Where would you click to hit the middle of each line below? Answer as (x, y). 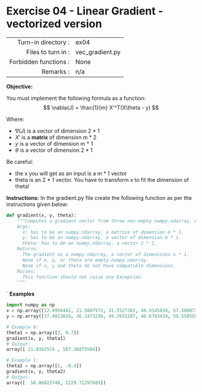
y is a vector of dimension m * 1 (54, 143)
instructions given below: (37, 204)
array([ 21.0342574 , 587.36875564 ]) (54, 350)
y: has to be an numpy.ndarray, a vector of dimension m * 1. (102, 238)
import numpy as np (31, 305)
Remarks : (56, 72)
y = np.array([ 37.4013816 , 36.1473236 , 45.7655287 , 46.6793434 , (88, 316)
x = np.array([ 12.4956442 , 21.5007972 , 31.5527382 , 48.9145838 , (88, 311)
